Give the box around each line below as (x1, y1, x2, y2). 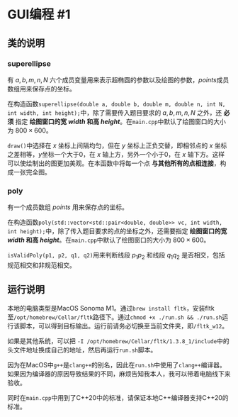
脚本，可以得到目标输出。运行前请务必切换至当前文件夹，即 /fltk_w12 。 (19, 321, 229, 330)
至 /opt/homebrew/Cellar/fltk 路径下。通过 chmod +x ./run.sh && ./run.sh (7, 313, 222, 321)
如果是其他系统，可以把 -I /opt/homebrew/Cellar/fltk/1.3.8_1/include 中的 (7, 336, 229, 345)
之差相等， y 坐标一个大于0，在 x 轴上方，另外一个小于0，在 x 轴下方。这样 (7, 150, 225, 158)
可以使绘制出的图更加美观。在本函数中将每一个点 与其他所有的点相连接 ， (7, 159, 220, 167)
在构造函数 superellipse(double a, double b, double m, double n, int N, (7, 99, 226, 108)
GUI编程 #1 (7, 6, 71, 23)
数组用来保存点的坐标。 (7, 84, 76, 93)
